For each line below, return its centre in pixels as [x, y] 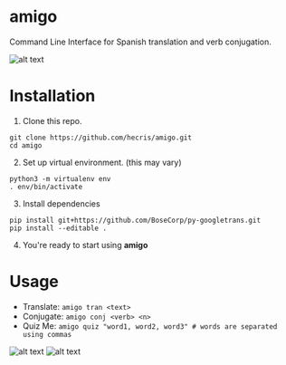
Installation [52, 96]
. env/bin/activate [46, 187]
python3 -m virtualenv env [60, 178]
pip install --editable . [58, 228]
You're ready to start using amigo [85, 245]
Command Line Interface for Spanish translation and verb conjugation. [140, 42]
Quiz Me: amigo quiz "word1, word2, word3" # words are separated [150, 326]
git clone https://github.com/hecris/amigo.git [101, 138]
